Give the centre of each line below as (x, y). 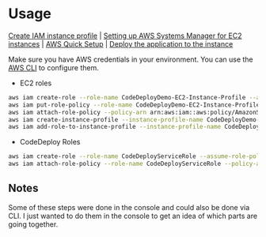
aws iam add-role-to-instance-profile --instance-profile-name (115, 127)
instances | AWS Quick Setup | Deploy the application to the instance (121, 43)
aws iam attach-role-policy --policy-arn (78, 112)
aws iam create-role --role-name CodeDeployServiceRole (102, 156)
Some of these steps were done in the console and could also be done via (129, 207)
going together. (33, 224)
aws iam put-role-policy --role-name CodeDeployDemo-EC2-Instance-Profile (134, 105)
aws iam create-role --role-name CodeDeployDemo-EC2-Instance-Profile (127, 97)
